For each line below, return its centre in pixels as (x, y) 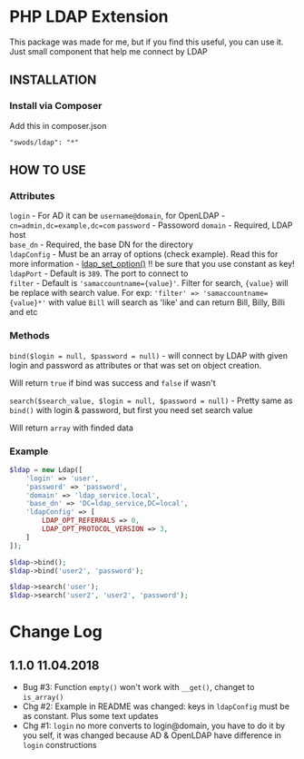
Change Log (56, 632)
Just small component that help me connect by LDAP (109, 51)
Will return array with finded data (72, 428)
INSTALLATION (53, 80)
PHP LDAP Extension (89, 17)
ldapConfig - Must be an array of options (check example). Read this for (144, 254)
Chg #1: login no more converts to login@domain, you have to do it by (154, 726)
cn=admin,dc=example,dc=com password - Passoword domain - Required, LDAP (151, 225)
